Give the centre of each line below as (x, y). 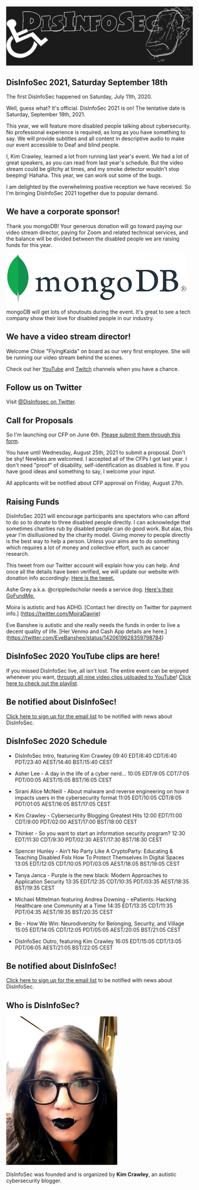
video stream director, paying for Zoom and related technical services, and (97, 232)
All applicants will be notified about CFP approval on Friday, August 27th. (95, 483)
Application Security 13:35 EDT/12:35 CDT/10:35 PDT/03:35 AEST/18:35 (102, 881)
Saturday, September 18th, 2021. (46, 114)
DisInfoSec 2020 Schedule (57, 741)
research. (18, 554)
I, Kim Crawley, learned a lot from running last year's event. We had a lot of (98, 156)
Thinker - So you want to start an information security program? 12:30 (100, 833)
